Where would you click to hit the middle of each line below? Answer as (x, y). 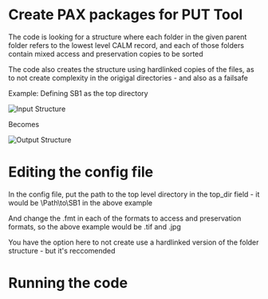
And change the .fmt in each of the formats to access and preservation (125, 218)
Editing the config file (81, 172)
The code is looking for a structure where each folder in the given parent (128, 37)
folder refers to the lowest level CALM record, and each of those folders (126, 45)
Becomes (24, 124)
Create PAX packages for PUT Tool (126, 15)
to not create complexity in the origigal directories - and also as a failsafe (128, 78)
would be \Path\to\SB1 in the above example (81, 202)
